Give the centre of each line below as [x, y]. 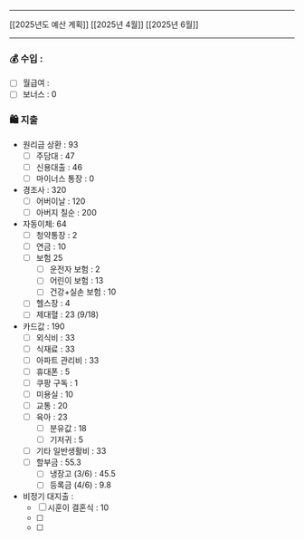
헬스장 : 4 [53, 304]
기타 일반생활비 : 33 [71, 451]
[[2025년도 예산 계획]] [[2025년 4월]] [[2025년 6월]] [104, 24]
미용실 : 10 [55, 394]
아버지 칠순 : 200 [66, 212]
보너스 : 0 [39, 94]
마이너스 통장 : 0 [65, 178]
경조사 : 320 [44, 189]
